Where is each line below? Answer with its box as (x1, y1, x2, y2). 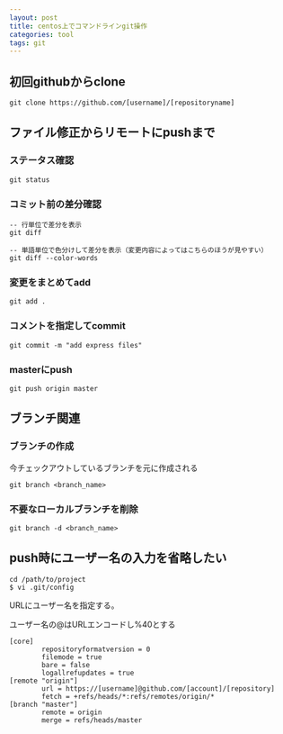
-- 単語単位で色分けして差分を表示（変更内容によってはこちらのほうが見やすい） (9, 246, 268, 255)
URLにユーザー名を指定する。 (9, 600, 119, 611)
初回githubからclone (9, 74, 126, 89)
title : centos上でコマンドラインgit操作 (9, 22, 148, 31)
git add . (9, 297, 47, 306)
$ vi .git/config (9, 583, 75, 592)
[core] (9, 637, 34, 646)
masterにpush (9, 363, 74, 376)
